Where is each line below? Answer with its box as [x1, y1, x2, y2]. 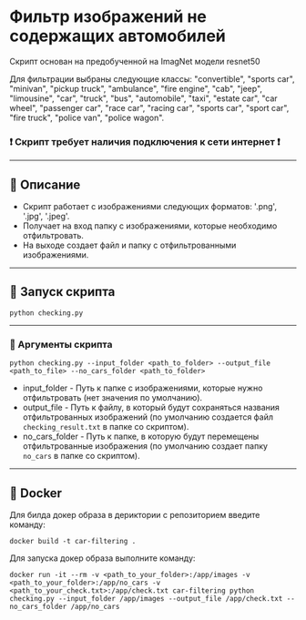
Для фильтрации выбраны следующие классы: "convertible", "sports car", [9, 73, 295, 84]
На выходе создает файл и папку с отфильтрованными [22, 239, 237, 251]
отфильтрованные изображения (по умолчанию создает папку [22, 441, 269, 452]
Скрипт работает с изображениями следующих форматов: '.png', [22, 201, 278, 212]
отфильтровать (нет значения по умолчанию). [22, 392, 203, 403]
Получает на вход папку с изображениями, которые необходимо [22, 220, 278, 231]
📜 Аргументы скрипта [9, 338, 113, 351]
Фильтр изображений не [9, 6, 207, 27]
